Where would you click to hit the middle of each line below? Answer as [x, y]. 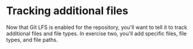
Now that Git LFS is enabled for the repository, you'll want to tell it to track [97, 27]
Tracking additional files [67, 11]
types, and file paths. [32, 40]
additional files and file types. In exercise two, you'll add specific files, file [96, 33]
